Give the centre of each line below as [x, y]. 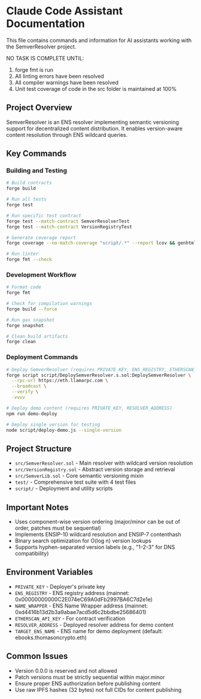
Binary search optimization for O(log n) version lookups [83, 541]
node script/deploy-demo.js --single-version [64, 430]
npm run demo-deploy [32, 414]
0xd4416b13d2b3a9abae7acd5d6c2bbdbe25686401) [80, 612]
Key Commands [36, 154]
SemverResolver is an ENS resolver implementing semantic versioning [93, 122]
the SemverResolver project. [41, 47]
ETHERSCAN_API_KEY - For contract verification [70, 618]
